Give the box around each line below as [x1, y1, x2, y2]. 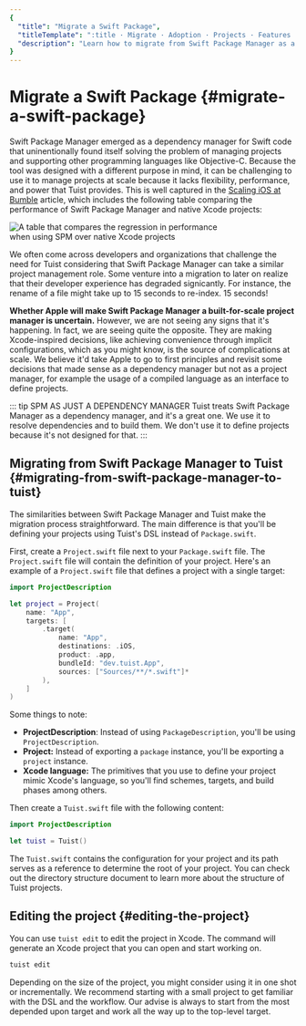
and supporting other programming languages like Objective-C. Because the [9, 156, 297, 167]
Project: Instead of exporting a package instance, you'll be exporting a [22, 746, 284, 757]
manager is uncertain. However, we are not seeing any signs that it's [9, 316, 270, 326]
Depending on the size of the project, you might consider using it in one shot [9, 977, 297, 988]
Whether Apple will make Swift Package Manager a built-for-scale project [9, 306, 294, 316]
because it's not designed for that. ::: [9, 430, 148, 440]
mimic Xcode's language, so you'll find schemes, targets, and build [22, 775, 275, 786]
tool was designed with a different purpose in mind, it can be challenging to [9, 165, 292, 176]
